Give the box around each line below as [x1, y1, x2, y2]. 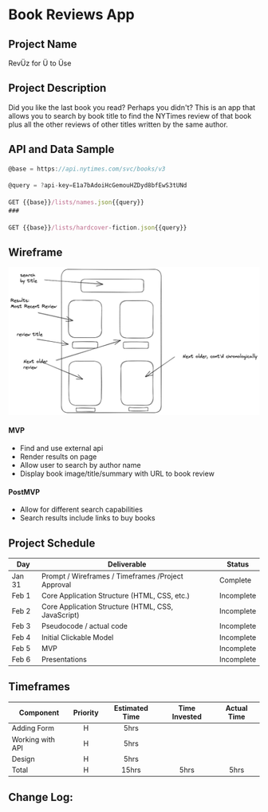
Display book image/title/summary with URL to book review [19, 469, 215, 478]
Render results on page [19, 452, 97, 461]
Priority [73, 708, 99, 717]
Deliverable [107, 559, 147, 569]
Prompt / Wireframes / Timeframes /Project [41, 571, 183, 581]
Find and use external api [19, 443, 104, 453]
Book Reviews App [8, 6, 135, 24]
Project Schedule [8, 536, 96, 550]
